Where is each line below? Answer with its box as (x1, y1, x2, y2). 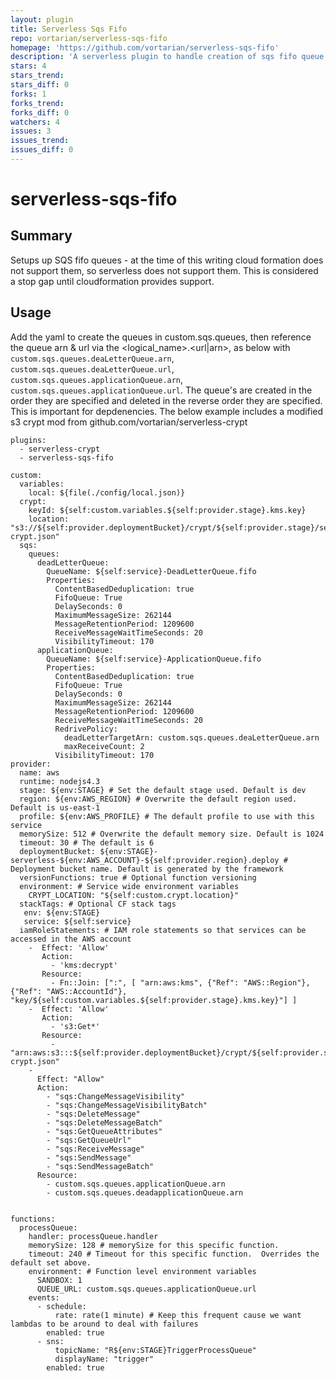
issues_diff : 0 (10, 145, 74, 155)
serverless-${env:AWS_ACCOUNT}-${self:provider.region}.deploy (10, 855, 280, 865)
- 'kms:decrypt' (50, 960, 118, 970)
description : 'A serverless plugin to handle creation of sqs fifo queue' (10, 52, 329, 62)
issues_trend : (10, 136, 70, 146)
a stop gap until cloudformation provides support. (10, 275, 215, 287)
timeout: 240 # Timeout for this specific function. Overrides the (28, 1249, 320, 1259)
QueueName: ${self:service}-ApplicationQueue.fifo (46, 654, 262, 664)
